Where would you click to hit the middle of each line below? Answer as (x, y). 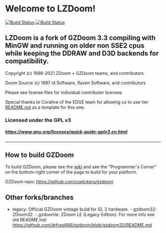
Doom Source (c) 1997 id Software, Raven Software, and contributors (75, 83)
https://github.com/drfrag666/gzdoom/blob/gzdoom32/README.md (82, 225)
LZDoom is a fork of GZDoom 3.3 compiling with (80, 38)
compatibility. (27, 61)
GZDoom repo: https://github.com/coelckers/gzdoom (59, 182)
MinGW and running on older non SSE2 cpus (75, 46)
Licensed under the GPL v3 (38, 120)
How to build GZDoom (40, 155)
